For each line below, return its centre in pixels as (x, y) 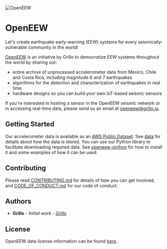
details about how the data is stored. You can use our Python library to (78, 142)
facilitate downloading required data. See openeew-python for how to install (84, 147)
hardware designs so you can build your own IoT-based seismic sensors (87, 93)
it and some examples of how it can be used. (51, 152)
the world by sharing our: (31, 62)
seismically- (150, 42)
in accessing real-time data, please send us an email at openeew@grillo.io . (82, 108)
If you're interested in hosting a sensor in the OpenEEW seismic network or (83, 103)
